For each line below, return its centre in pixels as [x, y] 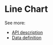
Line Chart [26, 9]
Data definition [26, 38]
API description [27, 32]
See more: [15, 23]
